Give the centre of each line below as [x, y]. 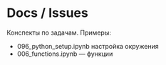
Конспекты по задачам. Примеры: [59, 32]
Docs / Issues [47, 13]
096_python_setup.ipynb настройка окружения [88, 46]
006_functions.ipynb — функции [65, 54]
